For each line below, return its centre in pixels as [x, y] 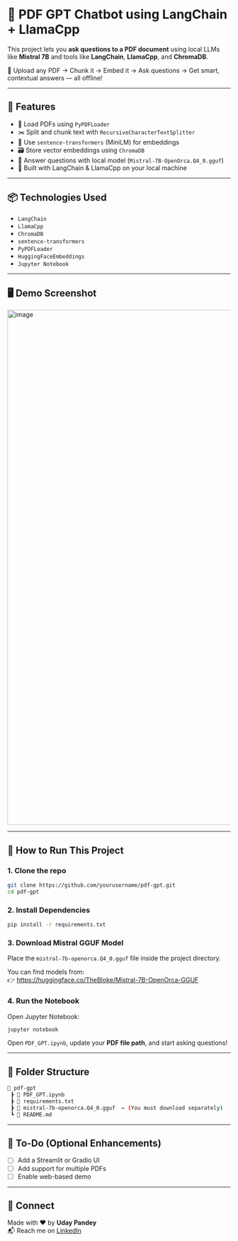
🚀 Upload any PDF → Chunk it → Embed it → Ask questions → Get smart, [113, 70]
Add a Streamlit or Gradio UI [59, 1160]
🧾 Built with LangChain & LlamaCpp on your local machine [102, 168]
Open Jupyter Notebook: [44, 1016]
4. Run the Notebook [44, 1001]
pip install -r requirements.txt [57, 925]
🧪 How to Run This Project [66, 850]
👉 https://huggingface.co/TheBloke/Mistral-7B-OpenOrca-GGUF [103, 980]
